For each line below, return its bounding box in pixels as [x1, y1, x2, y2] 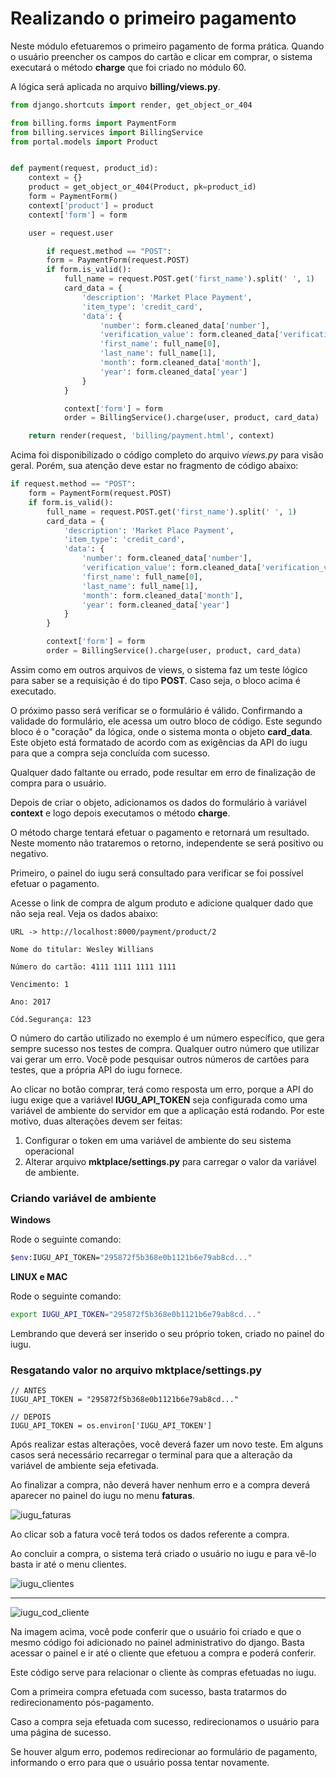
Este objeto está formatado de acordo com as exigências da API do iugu [10, 736, 308, 748]
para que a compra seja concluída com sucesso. [10, 747, 211, 759]
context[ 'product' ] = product [28, 200, 155, 211]
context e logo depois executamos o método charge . [10, 807, 231, 819]
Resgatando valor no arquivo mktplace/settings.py [10, 1363, 263, 1377]
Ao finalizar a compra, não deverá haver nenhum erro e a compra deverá [10, 1479, 311, 1491]
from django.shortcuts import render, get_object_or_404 [10, 100, 253, 110]
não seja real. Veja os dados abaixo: [10, 907, 159, 919]
